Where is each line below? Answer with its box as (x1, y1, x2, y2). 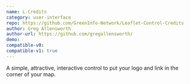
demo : (6, 37, 20, 43)
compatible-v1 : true (6, 48, 58, 54)
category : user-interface (6, 14, 71, 20)
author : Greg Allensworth (6, 25, 71, 32)
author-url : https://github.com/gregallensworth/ (6, 31, 133, 37)
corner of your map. (6, 70, 56, 78)
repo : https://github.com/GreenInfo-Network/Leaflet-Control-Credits (6, 20, 185, 26)
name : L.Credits (6, 8, 47, 15)
